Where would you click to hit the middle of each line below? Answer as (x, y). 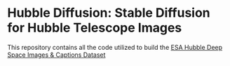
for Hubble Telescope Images (95, 28)
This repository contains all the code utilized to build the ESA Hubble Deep (115, 47)
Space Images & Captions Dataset (56, 55)
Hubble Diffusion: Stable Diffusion (109, 13)
